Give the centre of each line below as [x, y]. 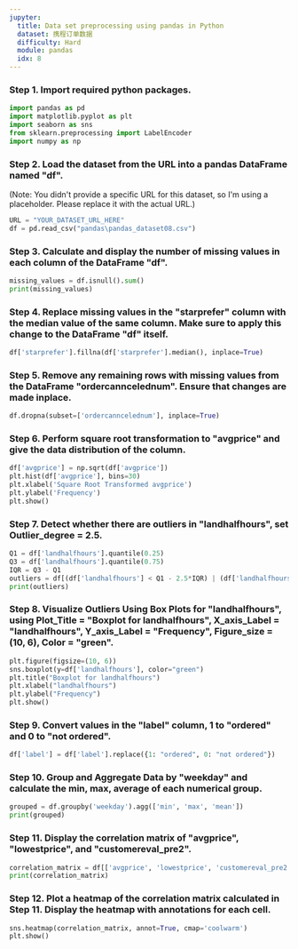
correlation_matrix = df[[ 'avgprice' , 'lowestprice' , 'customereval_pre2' [150, 867]
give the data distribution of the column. [98, 450]
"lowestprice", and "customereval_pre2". [101, 849]
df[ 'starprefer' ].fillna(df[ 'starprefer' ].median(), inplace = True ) [137, 353]
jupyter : [25, 17]
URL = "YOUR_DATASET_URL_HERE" [67, 220]
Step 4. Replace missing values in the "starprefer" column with [148, 312]
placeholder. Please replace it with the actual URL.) [102, 203]
